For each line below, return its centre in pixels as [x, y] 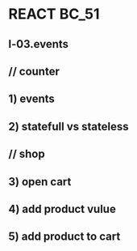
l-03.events [39, 44]
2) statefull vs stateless [68, 126]
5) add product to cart [64, 237]
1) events [31, 99]
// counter [34, 71]
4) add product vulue [62, 208]
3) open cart [40, 182]
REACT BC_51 [54, 14]
